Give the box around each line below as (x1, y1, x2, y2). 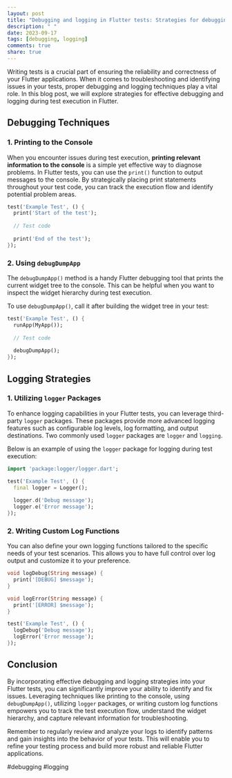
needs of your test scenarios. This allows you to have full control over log (7, 550, 216, 558)
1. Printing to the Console (7, 137, 93, 147)
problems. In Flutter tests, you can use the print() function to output (7, 168, 203, 176)
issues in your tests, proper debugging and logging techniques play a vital (7, 82, 217, 90)
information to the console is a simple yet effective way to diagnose (7, 160, 202, 169)
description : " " (7, 23, 57, 30)
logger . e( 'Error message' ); (13, 503, 95, 511)
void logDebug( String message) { (7, 570, 104, 577)
